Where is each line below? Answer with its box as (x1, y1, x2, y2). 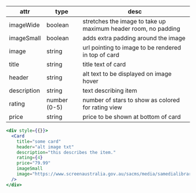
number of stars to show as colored (82, 96, 180, 104)
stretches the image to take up (82, 17, 166, 25)
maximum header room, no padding (82, 24, 181, 33)
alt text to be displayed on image (82, 70, 172, 78)
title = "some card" (16, 138, 61, 145)
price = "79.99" (16, 160, 51, 166)
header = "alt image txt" (16, 144, 75, 150)
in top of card (82, 51, 120, 59)
